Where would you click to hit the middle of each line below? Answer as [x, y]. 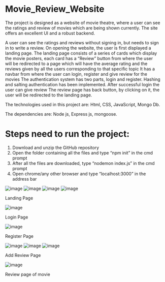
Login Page [17, 217]
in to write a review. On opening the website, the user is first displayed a [78, 48]
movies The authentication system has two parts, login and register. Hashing [83, 79]
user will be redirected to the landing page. [49, 95]
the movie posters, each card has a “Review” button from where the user [79, 58]
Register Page [19, 236]
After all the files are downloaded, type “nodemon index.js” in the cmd [83, 163]
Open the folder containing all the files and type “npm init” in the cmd [82, 153]
